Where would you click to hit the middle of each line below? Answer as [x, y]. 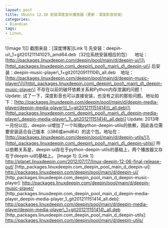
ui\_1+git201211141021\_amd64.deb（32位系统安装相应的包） [68, 54]
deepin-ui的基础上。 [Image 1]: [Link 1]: [54, 156]
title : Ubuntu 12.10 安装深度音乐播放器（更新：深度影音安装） [65, 15]
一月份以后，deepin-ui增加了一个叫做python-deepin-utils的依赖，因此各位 [82, 125]
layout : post [19, 10]
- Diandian [17, 24]
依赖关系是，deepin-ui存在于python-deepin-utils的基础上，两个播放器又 [84, 149]
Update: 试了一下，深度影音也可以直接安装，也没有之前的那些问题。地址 [80, 96]
